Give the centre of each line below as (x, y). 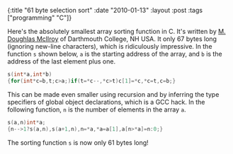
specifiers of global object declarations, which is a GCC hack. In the (106, 102)
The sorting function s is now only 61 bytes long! (78, 142)
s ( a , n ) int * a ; (27, 122)
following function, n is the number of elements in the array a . (97, 109)
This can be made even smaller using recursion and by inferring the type (113, 94)
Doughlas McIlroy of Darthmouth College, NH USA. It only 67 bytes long (112, 39)
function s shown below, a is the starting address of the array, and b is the (115, 54)
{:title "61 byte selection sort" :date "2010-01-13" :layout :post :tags (105, 10)
